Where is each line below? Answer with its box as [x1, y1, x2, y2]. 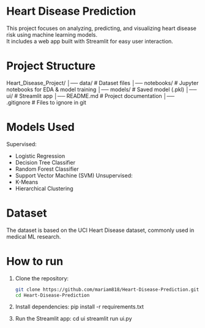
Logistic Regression [15, 152, 65, 160]
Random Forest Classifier [15, 165, 79, 173]
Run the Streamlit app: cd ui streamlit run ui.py [15, 315, 133, 322]
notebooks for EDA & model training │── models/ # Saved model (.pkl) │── [6, 86, 197, 93]
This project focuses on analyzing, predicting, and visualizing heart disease [6, 24, 197, 32]
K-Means [15, 178, 39, 185]
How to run [6, 254, 64, 268]
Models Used [6, 121, 75, 134]
